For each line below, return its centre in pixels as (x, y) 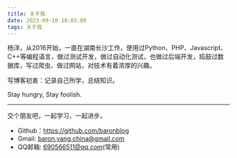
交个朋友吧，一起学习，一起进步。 (57, 116)
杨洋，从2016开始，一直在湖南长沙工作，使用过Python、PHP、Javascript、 (117, 48)
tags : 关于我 (25, 27)
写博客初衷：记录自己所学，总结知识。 (63, 80)
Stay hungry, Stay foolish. (45, 95)
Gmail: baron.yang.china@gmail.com (71, 139)
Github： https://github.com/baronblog (73, 130)
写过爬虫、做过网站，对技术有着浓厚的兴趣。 (91, 66)
